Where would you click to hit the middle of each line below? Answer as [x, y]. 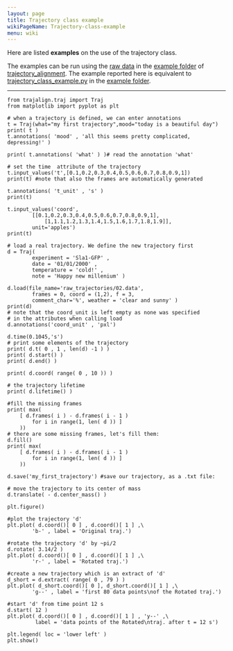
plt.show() [23, 641]
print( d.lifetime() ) [40, 392]
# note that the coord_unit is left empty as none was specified [103, 313]
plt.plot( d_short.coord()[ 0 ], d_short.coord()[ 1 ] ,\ [93, 586]
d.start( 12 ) [28, 610]
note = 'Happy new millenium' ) [79, 276]
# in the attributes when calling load [65, 319]
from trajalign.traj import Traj [55, 100]
